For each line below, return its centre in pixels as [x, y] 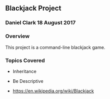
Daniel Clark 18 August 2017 [41, 23]
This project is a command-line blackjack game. [55, 47]
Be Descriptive [28, 81]
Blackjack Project [33, 8]
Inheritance [25, 71]
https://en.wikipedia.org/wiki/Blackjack [53, 91]
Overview [17, 36]
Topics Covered [25, 60]
